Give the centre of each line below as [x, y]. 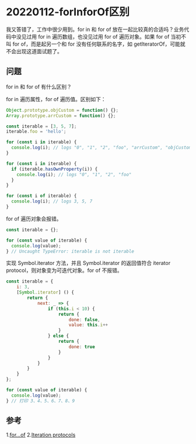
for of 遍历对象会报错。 [34, 218]
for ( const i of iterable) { [41, 196]
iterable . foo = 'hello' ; [36, 132]
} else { [58, 336]
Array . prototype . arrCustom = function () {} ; [61, 116]
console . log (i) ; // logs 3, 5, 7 [52, 202]
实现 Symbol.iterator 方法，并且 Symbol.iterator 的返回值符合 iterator [88, 263]
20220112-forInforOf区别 [68, 12]
